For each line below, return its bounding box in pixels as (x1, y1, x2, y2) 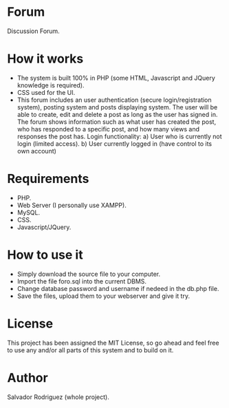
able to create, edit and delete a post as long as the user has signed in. (17, 110, 218, 118)
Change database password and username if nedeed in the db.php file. (17, 284, 219, 292)
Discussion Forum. (7, 27, 60, 35)
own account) (17, 147, 57, 155)
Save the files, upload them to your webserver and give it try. (17, 292, 190, 300)
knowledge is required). (17, 80, 85, 89)
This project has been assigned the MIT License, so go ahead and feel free (7, 339, 219, 347)
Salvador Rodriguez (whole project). (7, 393, 110, 401)
